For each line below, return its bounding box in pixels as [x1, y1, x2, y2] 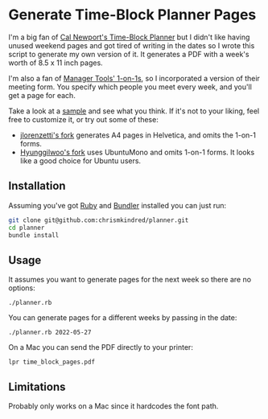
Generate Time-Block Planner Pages [8, 6, 257, 24]
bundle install [8, 231, 60, 239]
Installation [8, 179, 66, 193]
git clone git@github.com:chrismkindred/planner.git [8, 216, 189, 224]
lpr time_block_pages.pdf [8, 358, 95, 367]
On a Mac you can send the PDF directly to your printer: [8, 343, 193, 352]
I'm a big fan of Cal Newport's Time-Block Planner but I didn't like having [8, 32, 250, 42]
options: [8, 283, 36, 293]
